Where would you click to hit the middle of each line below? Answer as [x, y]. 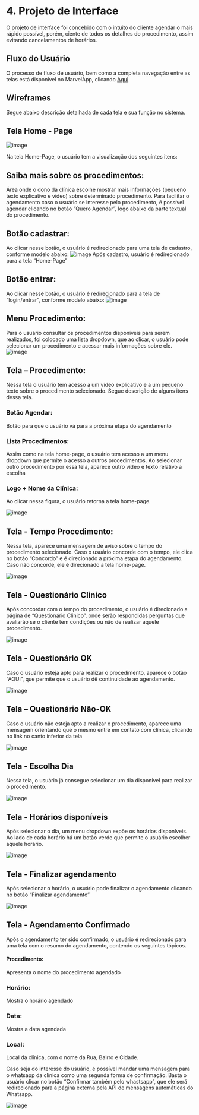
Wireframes [29, 98]
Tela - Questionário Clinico [56, 595]
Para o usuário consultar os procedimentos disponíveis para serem [88, 333]
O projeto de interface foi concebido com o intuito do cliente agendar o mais [99, 27]
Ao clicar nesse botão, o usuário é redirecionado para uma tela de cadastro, [99, 248]
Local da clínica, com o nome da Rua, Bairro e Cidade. [72, 1057]
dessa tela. [20, 397]
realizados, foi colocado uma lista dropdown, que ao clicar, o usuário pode [97, 339]
